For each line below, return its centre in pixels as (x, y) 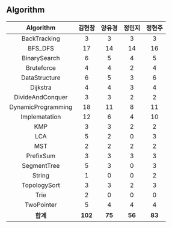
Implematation (41, 117)
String (41, 175)
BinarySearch (41, 58)
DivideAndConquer (41, 97)
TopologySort (41, 185)
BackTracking (41, 39)
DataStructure (41, 78)
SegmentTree (41, 165)
